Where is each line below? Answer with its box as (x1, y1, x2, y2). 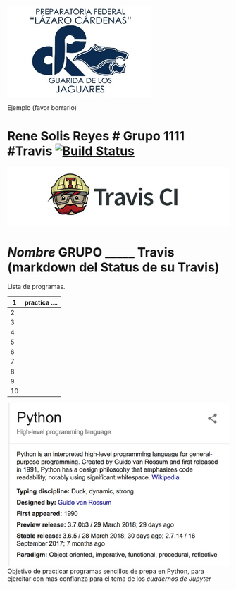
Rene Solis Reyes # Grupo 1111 (7, 128, 185, 145)
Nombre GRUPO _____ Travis (7, 244, 175, 260)
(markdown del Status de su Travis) (7, 259, 220, 275)
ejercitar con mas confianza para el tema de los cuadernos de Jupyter (7, 574, 211, 583)
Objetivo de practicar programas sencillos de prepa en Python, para (7, 567, 204, 576)
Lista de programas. (7, 283, 66, 291)
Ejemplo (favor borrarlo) (7, 104, 77, 111)
